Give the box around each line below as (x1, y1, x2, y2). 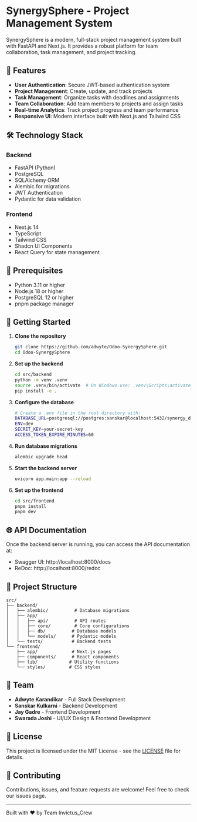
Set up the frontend (14, 487, 63, 494)
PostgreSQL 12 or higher (14, 294, 74, 301)
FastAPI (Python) (14, 164, 56, 171)
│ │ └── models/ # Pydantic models (6, 633, 117, 639)
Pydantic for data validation (14, 195, 81, 202)
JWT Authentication (14, 189, 63, 197)
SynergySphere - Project (6, 4, 130, 18)
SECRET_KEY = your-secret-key (14, 427, 83, 432)
